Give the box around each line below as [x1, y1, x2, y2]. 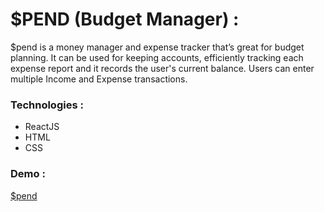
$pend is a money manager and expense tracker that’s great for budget [10, 41, 305, 53]
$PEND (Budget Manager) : [10, 8, 240, 31]
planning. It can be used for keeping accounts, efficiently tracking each [10, 51, 304, 63]
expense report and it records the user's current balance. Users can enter [10, 62, 315, 74]
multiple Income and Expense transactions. [10, 73, 188, 85]
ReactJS [24, 121, 60, 133]
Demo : [10, 167, 46, 181]
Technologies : [10, 98, 84, 112]
